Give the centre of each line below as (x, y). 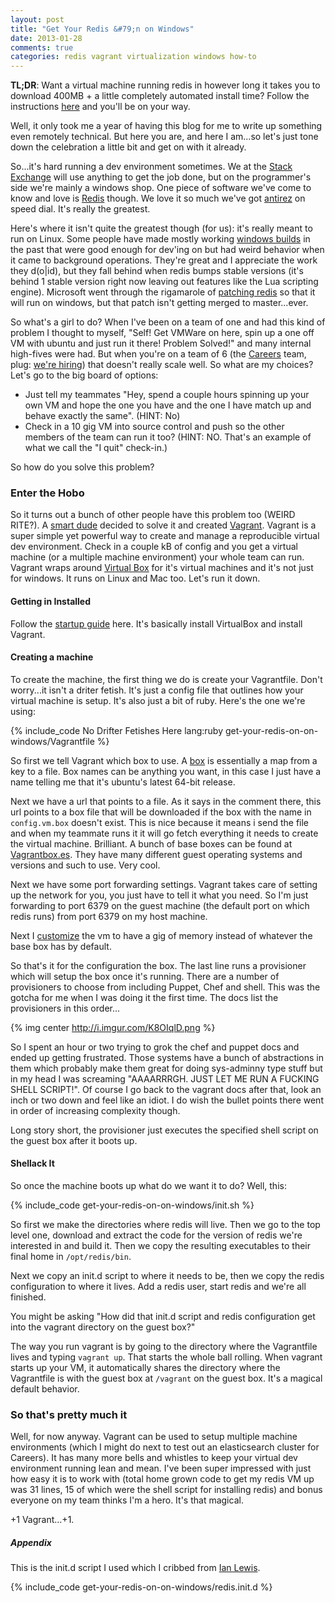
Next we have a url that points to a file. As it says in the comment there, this (166, 801)
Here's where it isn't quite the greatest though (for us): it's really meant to (161, 228)
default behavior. (45, 1389)
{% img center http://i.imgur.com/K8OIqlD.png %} (113, 1027)
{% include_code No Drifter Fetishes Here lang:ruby (117, 730)
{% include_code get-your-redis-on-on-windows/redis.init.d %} (141, 1587)
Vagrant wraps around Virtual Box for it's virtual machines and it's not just (162, 568)
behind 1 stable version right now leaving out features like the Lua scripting (164, 282)
